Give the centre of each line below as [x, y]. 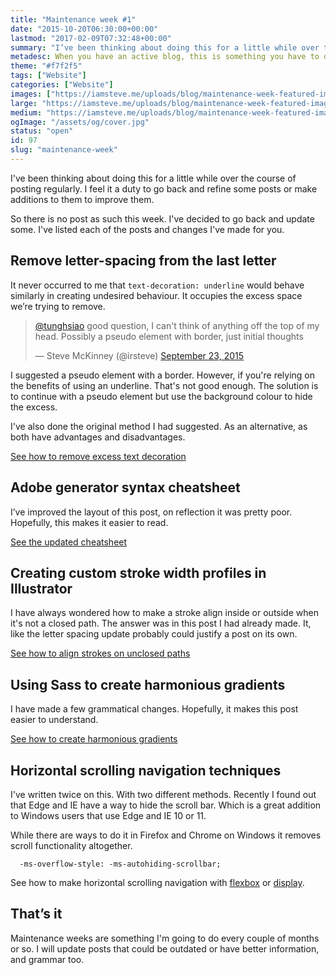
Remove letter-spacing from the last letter [143, 261]
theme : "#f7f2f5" [46, 66]
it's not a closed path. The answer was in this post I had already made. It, [161, 623]
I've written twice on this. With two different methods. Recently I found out [163, 794]
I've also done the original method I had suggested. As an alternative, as [159, 426]
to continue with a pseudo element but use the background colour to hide [161, 396]
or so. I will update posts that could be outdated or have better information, [165, 948]
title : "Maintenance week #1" [73, 19]
